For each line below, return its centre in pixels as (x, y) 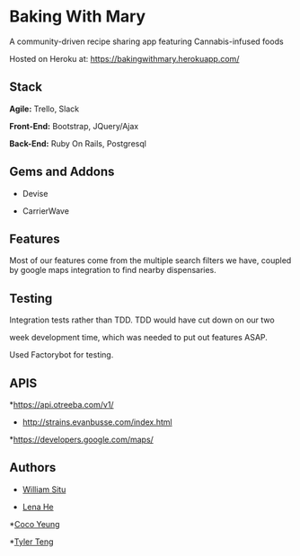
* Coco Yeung (35, 524)
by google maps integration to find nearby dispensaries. (113, 270)
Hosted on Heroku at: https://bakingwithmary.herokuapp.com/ (124, 58)
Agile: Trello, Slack (44, 109)
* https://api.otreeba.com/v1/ (62, 405)
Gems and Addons (62, 172)
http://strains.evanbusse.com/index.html (97, 422)
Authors (33, 468)
